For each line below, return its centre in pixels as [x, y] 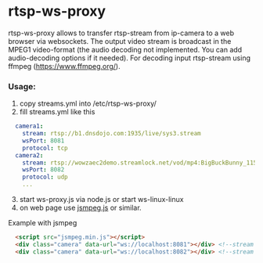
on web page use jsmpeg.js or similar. [81, 208]
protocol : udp [45, 177]
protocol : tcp [45, 148]
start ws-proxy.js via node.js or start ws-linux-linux [101, 200]
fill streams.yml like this [57, 112]
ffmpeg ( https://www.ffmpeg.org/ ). [64, 66]
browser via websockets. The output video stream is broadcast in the [120, 41]
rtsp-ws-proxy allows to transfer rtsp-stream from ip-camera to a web [121, 33]
